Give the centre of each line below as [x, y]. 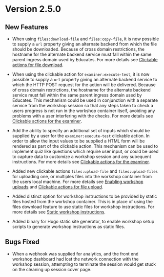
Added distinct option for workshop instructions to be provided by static [84, 196]
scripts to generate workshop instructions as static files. [69, 227]
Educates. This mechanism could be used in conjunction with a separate [85, 100]
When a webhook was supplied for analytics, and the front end [75, 254]
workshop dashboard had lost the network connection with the [75, 259]
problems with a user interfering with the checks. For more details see [82, 116]
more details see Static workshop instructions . [59, 212]
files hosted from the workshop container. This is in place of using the [82, 201]
